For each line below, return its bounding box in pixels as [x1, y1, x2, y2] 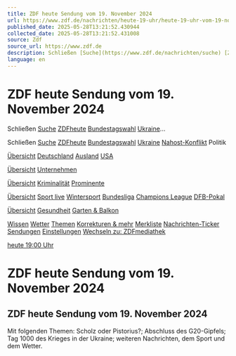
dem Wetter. [7, 341, 43, 350]
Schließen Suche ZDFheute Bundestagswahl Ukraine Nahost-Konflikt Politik [7, 138, 227, 146]
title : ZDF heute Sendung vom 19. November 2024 [7, 10, 152, 18]
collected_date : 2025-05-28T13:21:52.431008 [7, 29, 140, 37]
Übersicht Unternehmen [7, 165, 77, 173]
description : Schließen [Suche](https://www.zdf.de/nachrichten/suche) [7, 50, 221, 57]
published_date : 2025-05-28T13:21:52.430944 [7, 23, 140, 30]
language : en [7, 56, 46, 63]
